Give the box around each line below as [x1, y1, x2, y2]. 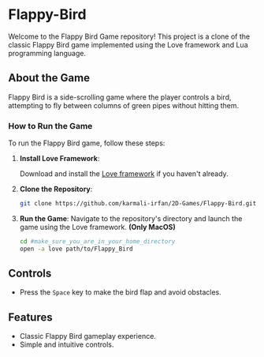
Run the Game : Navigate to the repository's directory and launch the [19, 213, 243, 223]
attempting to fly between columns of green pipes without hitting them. [8, 100, 239, 110]
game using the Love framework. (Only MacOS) [19, 222, 176, 231]
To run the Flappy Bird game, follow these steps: [8, 138, 165, 148]
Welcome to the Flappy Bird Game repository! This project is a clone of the [8, 32, 251, 41]
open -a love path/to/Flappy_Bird [19, 245, 133, 253]
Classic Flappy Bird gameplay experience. [19, 332, 156, 341]
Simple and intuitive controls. [19, 340, 114, 349]
